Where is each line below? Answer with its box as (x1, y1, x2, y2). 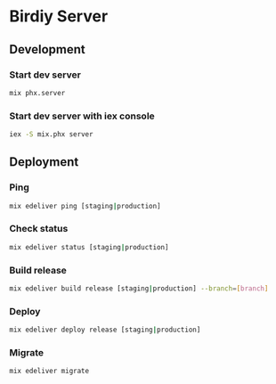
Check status (9, 223, 69, 235)
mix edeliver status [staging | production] (9, 242, 169, 251)
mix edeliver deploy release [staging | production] (9, 325, 201, 335)
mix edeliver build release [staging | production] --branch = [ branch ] (9, 283, 269, 293)
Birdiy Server (9, 6, 109, 27)
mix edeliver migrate (9, 367, 90, 376)
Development (9, 42, 86, 57)
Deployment (9, 154, 79, 170)
